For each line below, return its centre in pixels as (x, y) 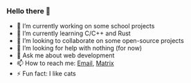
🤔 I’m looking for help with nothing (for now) (79, 48)
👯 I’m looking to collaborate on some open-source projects (100, 41)
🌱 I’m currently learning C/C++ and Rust (73, 33)
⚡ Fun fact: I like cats (46, 74)
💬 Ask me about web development (65, 55)
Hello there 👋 (29, 11)
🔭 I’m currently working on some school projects (85, 26)
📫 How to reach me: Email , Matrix (65, 63)
